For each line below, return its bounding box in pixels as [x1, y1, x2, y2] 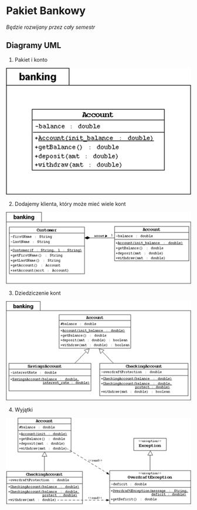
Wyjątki [14, 406, 33, 413]
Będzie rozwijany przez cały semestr [6, 23, 96, 31]
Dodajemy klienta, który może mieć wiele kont [14, 201, 126, 208]
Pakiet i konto [14, 56, 48, 63]
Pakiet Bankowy [6, 4, 86, 18]
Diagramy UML [6, 40, 62, 50]
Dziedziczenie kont [14, 289, 61, 296]
